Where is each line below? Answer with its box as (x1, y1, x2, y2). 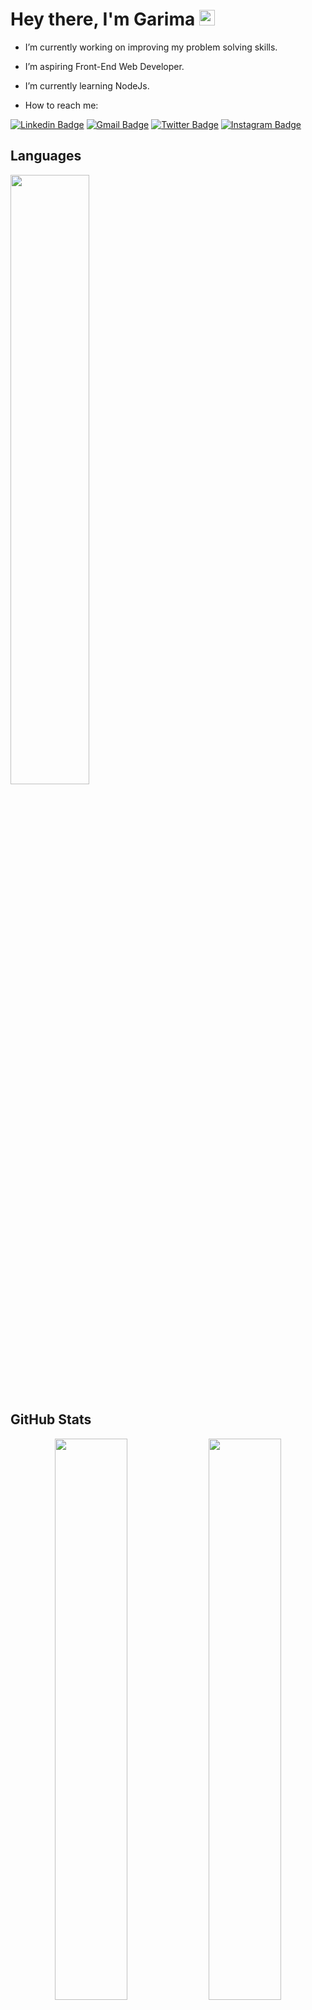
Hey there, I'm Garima (10, 8, 196, 31)
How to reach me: (24, 99, 99, 111)
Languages (10, 148, 82, 165)
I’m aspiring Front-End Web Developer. (24, 60, 185, 72)
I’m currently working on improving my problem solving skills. (24, 41, 278, 53)
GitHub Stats (10, 1411, 92, 1428)
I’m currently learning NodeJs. (24, 79, 150, 92)
